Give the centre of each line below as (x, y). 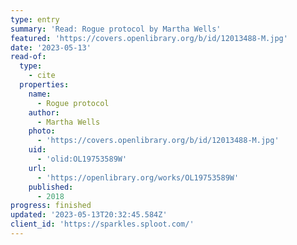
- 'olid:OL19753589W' (82, 159)
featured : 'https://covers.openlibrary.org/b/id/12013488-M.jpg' (149, 38)
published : (51, 187)
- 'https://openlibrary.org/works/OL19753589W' (138, 177)
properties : (44, 85)
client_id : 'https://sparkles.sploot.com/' (102, 224)
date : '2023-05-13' (51, 47)
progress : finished (51, 206)
